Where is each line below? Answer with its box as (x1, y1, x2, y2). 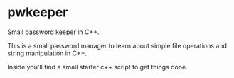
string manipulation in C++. (7, 49, 87, 57)
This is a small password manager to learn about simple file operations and (7, 41, 228, 50)
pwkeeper (7, 4, 68, 21)
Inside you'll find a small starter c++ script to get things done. (7, 62, 188, 71)
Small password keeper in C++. (7, 28, 100, 36)
